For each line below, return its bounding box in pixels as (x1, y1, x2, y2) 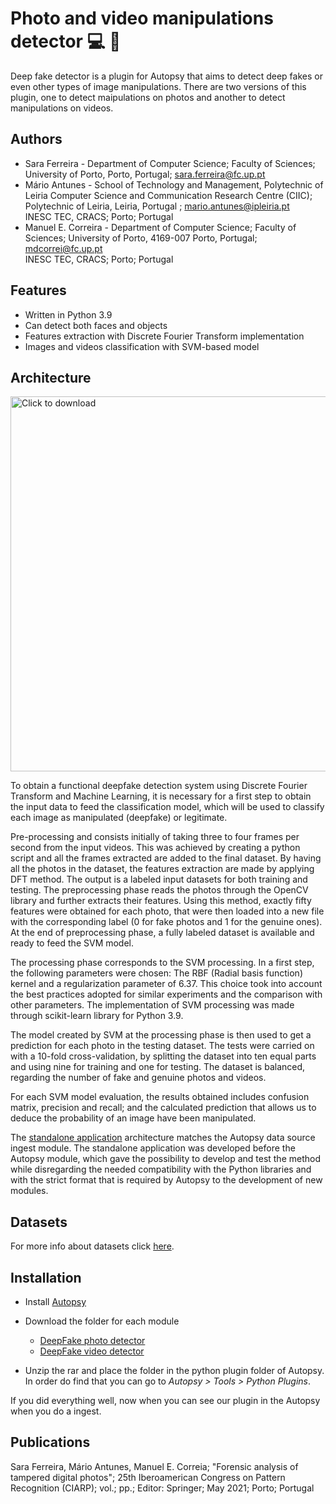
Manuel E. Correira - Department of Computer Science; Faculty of (24, 221, 297, 233)
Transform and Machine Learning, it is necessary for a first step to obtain (10, 790, 312, 802)
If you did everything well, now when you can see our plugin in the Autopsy (10, 1395, 321, 1406)
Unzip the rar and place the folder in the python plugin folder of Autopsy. (24, 1365, 325, 1376)
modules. (10, 1185, 49, 1197)
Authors (10, 131, 63, 148)
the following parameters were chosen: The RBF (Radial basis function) (10, 967, 303, 979)
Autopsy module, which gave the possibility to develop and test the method (10, 1153, 322, 1165)
